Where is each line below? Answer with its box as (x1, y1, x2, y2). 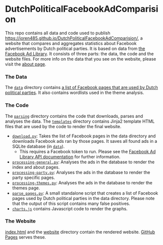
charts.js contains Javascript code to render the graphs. (12, 205, 128, 211)
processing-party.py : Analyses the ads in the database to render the (12, 169, 150, 175)
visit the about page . (5, 61, 46, 67)
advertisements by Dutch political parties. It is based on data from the (5, 45, 145, 51)
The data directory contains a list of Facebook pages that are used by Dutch (5, 85, 158, 90)
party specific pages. (12, 175, 55, 180)
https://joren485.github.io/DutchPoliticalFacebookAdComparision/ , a (5, 35, 143, 41)
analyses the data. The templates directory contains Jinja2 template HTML (5, 118, 155, 124)
